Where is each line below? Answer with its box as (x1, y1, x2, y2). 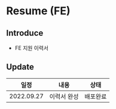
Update (6, 62, 35, 72)
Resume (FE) (6, 4, 71, 18)
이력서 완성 (49, 92, 79, 101)
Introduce (6, 28, 44, 38)
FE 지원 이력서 (14, 45, 49, 51)
